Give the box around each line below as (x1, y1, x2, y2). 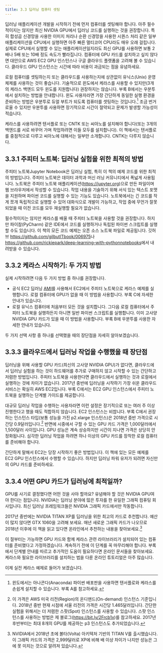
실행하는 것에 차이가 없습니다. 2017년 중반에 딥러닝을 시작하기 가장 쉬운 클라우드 (5, 380, 157, 386)
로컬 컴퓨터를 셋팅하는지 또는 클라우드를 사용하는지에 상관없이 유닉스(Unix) (5, 74, 147, 80)
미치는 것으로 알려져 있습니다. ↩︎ (22, 643, 83, 649)
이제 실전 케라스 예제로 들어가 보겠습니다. (5, 565, 83, 570)
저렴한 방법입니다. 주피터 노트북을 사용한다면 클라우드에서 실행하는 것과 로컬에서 (5, 374, 157, 380)
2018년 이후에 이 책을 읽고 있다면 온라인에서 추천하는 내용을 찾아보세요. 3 (5, 525, 142, 531)
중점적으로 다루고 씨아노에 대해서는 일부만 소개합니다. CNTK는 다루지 (10, 133, 142, 139)
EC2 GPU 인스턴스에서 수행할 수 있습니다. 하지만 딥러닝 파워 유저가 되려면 (5, 456, 146, 461)
